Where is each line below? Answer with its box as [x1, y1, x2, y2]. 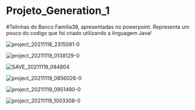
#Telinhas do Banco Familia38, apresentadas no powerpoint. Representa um [6, 23, 190, 30]
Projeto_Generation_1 [6, 4, 110, 17]
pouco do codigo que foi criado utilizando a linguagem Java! [6, 29, 152, 36]
